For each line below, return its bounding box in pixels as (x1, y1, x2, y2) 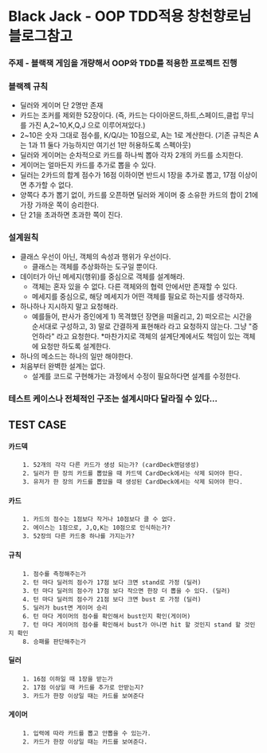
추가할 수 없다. (28, 180, 73, 190)
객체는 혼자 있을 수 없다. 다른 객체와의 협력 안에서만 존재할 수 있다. (31, 281, 238, 291)
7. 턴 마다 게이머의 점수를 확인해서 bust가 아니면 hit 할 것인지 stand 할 (22, 621, 241, 629)
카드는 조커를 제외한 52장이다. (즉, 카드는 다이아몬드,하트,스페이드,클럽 (19, 111, 240, 120)
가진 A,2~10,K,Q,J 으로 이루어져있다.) (28, 120, 146, 130)
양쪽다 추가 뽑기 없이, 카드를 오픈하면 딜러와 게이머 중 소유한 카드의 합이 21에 (19, 190, 259, 200)
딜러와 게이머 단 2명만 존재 (19, 100, 104, 110)
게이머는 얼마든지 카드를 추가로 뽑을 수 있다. (19, 160, 157, 170)
